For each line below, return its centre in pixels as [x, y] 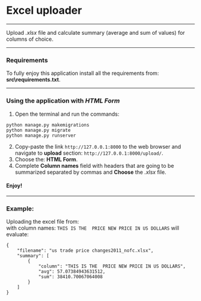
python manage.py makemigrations [48, 125]
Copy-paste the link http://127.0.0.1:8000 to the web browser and [98, 146]
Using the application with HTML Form [63, 101]
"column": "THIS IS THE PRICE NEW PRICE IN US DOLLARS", [112, 267]
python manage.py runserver [41, 136]
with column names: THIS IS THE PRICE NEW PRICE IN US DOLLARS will [93, 228]
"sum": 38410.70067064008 [70, 277]
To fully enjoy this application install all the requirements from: [83, 73]
